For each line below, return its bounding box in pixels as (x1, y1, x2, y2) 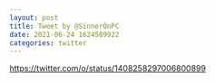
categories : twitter (9, 38, 88, 48)
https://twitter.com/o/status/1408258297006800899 (9, 63, 207, 74)
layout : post (9, 13, 59, 23)
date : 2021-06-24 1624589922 (9, 30, 120, 39)
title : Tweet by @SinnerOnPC (9, 22, 120, 31)
